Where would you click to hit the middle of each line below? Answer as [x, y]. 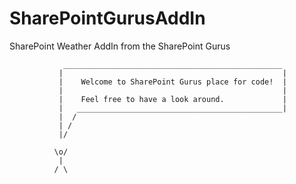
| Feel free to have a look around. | [172, 99]
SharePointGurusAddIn [107, 18]
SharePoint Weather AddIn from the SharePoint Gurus [120, 46]
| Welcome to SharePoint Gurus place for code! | [172, 82]
